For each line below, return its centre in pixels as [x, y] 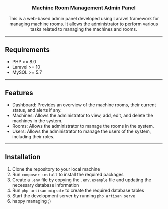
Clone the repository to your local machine [56, 169]
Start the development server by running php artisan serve [74, 196]
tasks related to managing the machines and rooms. [84, 29]
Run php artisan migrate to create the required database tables [78, 190]
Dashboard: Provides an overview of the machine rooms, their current [84, 105]
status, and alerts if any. [37, 110]
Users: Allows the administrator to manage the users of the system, [82, 131]
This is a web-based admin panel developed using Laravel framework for [84, 19]
